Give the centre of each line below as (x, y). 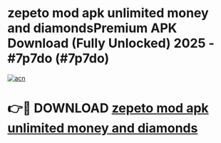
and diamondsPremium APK (92, 28)
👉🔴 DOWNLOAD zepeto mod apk (108, 108)
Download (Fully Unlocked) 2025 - (111, 43)
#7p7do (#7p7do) (58, 59)
